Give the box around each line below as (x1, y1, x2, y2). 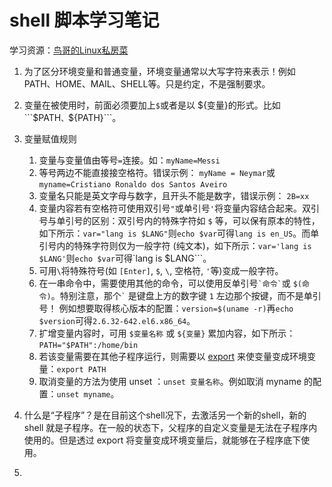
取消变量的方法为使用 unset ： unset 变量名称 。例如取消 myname (38, 375, 302, 387)
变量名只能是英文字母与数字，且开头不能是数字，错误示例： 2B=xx (38, 189, 310, 201)
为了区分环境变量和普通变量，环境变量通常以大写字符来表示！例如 (23, 65, 296, 77)
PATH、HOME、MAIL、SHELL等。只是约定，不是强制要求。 (23, 77, 271, 90)
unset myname (56, 389, 111, 400)
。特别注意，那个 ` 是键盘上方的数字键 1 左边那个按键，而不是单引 (50, 289, 322, 301)
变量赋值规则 (23, 132, 77, 145)
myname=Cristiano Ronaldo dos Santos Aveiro (38, 179, 228, 190)
